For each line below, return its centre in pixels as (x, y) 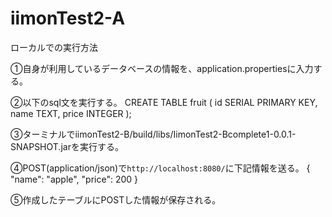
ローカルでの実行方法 (54, 47)
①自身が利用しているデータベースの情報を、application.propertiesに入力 (162, 68)
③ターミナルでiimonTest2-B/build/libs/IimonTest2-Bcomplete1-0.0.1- (153, 134)
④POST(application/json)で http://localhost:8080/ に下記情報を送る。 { (160, 168)
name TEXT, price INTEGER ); (71, 113)
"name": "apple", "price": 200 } (74, 179)
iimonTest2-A (68, 18)
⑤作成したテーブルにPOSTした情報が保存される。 (116, 199)
